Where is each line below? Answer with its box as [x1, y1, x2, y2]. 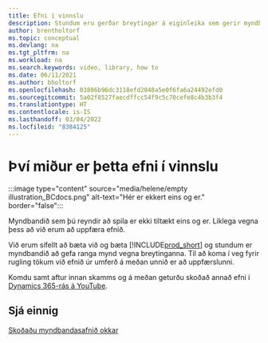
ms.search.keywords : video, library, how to [8, 64, 159, 72]
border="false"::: [8, 200, 64, 210]
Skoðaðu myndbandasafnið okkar [8, 325, 119, 335]
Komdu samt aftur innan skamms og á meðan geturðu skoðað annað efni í [8, 272, 250, 282]
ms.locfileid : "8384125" [8, 123, 91, 131]
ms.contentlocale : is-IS [8, 108, 91, 116]
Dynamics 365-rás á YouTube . [8, 281, 108, 290]
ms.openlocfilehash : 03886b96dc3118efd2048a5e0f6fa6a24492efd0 [8, 85, 223, 94]
